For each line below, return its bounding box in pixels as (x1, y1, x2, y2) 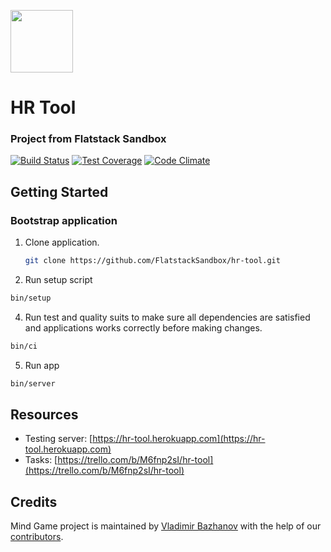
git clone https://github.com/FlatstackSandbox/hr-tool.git (24, 256, 281, 266)
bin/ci (10, 341, 38, 351)
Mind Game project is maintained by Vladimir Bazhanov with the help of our (10, 520, 322, 532)
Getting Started (10, 183, 109, 200)
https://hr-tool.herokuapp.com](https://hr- (92, 433, 266, 445)
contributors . (10, 531, 64, 543)
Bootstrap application (10, 213, 118, 227)
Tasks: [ (24, 454, 58, 466)
